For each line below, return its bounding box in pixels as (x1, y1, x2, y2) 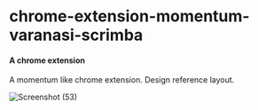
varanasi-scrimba (9, 25, 144, 45)
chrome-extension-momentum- (9, 6, 250, 27)
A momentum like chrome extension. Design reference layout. (9, 75, 235, 85)
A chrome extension (9, 55, 86, 66)
